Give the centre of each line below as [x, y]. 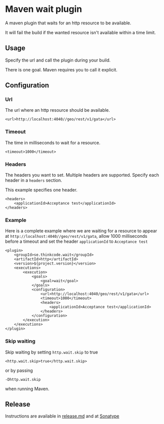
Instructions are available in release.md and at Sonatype [62, 416]
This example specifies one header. [41, 190]
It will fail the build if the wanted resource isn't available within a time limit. [81, 32]
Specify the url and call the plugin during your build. [58, 60]
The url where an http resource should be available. [58, 110]
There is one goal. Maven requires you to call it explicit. [61, 70]
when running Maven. [27, 389]
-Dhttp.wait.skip [23, 379]
